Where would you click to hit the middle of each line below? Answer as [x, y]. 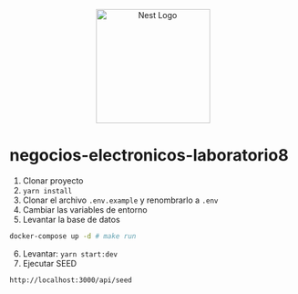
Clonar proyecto [53, 180]
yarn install [47, 191]
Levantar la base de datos [71, 219]
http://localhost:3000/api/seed [71, 280]
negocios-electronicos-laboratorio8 [149, 156]
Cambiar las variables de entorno [85, 209]
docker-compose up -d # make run [73, 236]
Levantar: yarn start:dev [70, 253]
